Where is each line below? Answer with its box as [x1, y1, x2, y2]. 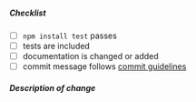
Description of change [9, 82, 96, 93]
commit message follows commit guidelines [22, 61, 187, 72]
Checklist [9, 7, 47, 18]
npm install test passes [22, 30, 118, 41]
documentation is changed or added [22, 51, 159, 62]
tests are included [22, 41, 91, 52]
